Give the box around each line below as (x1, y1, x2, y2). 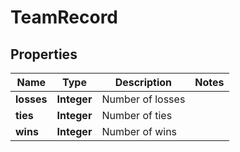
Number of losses (101, 92, 186, 106)
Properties (10, 46, 78, 63)
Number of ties (101, 109, 173, 122)
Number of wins (101, 125, 178, 138)
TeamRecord (10, 6, 119, 29)
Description (114, 76, 173, 89)
